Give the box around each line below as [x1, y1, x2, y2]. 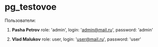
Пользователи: [4, 17, 36, 23]
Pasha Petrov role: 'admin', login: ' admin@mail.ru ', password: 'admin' [11, 27, 154, 32]
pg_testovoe [4, 1, 57, 13]
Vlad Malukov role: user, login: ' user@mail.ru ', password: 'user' [11, 36, 141, 42]
